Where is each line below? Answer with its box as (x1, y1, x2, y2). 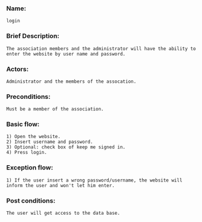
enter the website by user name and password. (6, 51, 126, 57)
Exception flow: (6, 163, 53, 172)
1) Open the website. (6, 134, 61, 140)
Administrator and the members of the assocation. (6, 78, 137, 84)
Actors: (6, 65, 29, 73)
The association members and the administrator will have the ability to (6, 45, 197, 52)
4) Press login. (6, 150, 47, 156)
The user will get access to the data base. (6, 210, 120, 217)
